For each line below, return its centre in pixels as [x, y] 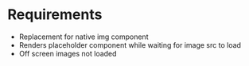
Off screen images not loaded [68, 53]
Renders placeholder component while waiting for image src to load [130, 45]
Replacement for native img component [84, 37]
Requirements [55, 15]
